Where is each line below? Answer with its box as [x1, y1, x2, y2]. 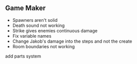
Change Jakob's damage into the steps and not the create [12, 38, 132, 44]
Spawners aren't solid [12, 17, 58, 23]
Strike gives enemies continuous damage [12, 27, 97, 34]
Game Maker [5, 4, 46, 12]
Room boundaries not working [12, 43, 75, 49]
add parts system [5, 53, 41, 59]
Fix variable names [12, 33, 51, 39]
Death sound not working [12, 22, 65, 28]
